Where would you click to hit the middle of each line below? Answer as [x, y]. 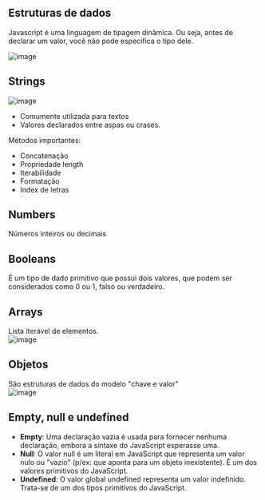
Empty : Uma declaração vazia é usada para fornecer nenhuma [123, 437]
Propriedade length [51, 164]
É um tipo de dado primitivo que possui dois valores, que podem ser [121, 278]
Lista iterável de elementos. [53, 331]
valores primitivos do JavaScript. [74, 470]
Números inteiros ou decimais [57, 234]
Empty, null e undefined [69, 417]
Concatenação [44, 156]
